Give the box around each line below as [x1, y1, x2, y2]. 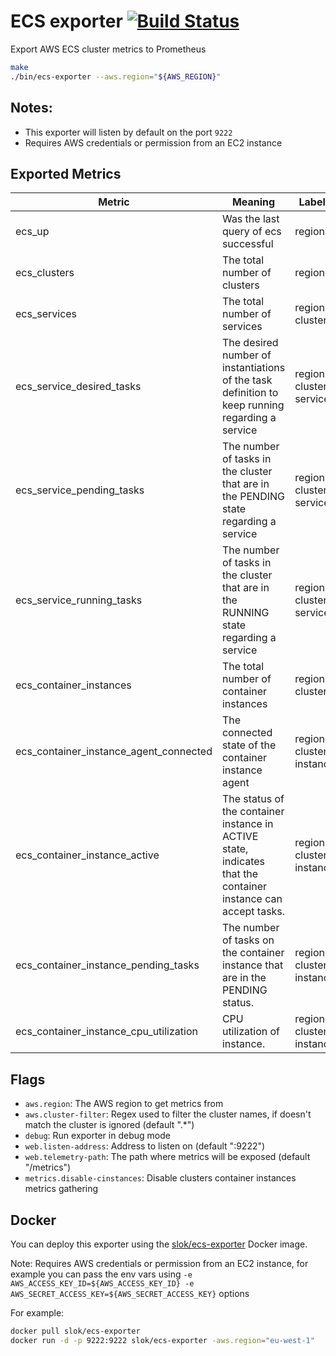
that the [221, 867, 259, 881]
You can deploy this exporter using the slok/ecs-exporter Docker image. [10, 1238, 308, 1250]
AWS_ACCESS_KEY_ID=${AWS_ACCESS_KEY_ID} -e [10, 1278, 195, 1289]
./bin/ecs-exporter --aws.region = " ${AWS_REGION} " [10, 71, 222, 82]
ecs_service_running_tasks [15, 593, 143, 607]
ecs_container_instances [15, 678, 132, 692]
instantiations [221, 361, 286, 375]
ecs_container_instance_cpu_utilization [15, 1025, 198, 1039]
